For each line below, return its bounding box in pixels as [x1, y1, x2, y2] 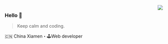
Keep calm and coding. [17, 23, 65, 29]
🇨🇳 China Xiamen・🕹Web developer [5, 33, 83, 39]
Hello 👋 [5, 12, 23, 19]
